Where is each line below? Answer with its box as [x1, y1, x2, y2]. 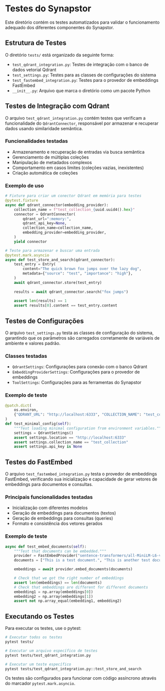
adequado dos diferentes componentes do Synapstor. [5, 24, 114, 30]
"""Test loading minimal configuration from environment [14, 426, 133, 431]
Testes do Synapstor [5, 3, 92, 14]
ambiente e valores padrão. [5, 340, 60, 346]
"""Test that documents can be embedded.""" [14, 549, 107, 553]
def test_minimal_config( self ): [5, 421, 71, 426]
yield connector [14, 239, 48, 244]
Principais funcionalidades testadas [5, 494, 93, 501]
